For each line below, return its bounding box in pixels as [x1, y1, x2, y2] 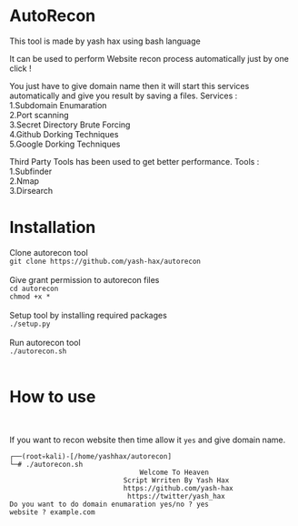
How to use [9, 387, 96, 408]
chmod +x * [9, 292, 51, 301]
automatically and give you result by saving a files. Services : [9, 90, 238, 101]
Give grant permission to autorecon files [9, 274, 160, 285]
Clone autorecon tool [9, 247, 88, 258]
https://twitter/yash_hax [126, 491, 225, 501]
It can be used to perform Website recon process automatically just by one [9, 53, 289, 64]
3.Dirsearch [9, 185, 53, 196]
